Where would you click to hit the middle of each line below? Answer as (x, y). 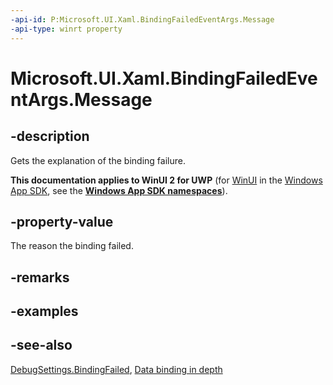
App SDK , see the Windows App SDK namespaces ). (119, 190)
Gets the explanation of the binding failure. (98, 160)
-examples (44, 311)
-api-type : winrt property (66, 29)
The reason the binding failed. (72, 246)
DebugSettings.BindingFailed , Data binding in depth (116, 369)
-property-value (62, 221)
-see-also (41, 345)
